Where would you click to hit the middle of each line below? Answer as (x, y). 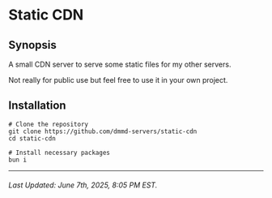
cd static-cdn (32, 138)
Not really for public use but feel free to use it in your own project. (118, 80)
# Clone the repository (49, 124)
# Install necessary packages (59, 153)
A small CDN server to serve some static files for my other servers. (120, 64)
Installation (37, 106)
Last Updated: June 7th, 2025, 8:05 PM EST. (83, 185)
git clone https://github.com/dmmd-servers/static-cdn (103, 131)
